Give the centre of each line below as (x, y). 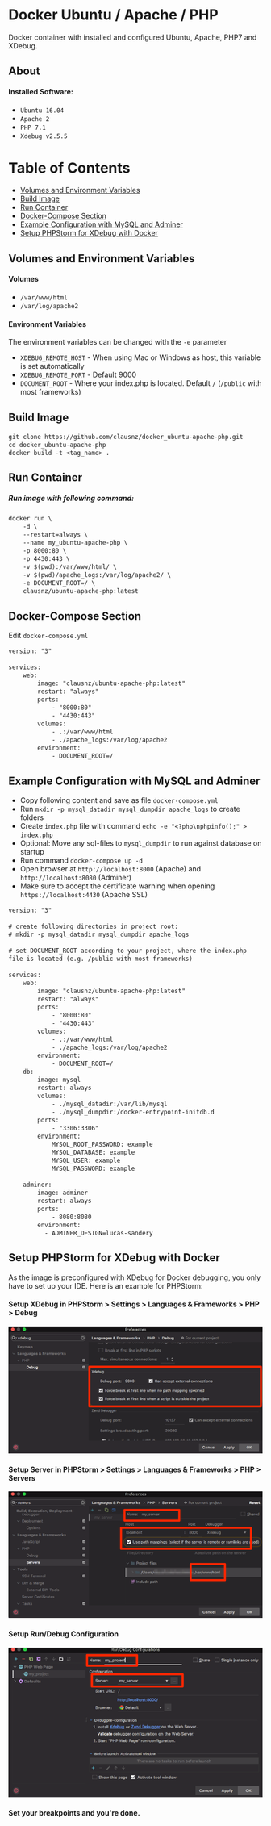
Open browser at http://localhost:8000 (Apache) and (110, 869)
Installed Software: (41, 91)
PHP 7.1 (33, 127)
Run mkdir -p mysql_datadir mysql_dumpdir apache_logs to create (130, 809)
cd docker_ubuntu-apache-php (57, 445)
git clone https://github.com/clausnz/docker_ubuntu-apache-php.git (126, 437)
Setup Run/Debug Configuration (64, 1634)
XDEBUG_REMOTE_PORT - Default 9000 (78, 375)
